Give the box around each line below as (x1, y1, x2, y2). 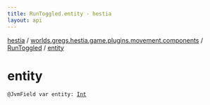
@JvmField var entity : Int (7, 91, 87, 98)
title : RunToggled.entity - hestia (7, 10, 112, 17)
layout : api (7, 17, 42, 24)
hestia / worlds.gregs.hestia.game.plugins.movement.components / (7, 36, 203, 44)
